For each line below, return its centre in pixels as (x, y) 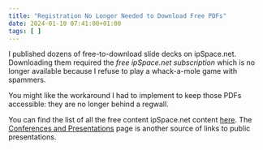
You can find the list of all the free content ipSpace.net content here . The (130, 120)
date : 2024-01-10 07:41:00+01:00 (65, 24)
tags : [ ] (25, 31)
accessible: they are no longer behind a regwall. (88, 104)
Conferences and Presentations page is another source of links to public (129, 129)
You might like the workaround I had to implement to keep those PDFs (125, 96)
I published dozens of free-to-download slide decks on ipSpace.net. (123, 54)
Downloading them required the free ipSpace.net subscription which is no (132, 62)
